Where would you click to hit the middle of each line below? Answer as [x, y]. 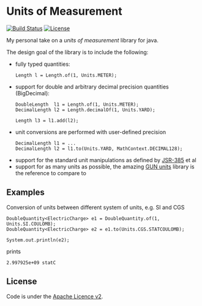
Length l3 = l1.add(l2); [47, 120]
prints [14, 251]
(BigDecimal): [32, 93]
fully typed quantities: [43, 64]
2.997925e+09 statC [31, 262]
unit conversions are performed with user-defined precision [91, 132]
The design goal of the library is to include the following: [77, 52]
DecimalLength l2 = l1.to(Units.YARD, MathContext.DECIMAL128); [99, 149]
